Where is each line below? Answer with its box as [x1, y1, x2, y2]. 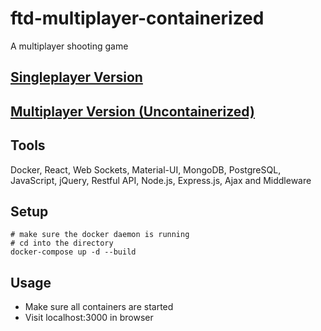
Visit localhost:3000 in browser [24, 312, 154, 324]
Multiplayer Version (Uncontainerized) [10, 103, 255, 120]
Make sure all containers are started [24, 301, 174, 313]
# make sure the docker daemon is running [10, 230, 190, 240]
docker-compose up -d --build [10, 247, 137, 257]
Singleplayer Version [10, 69, 143, 86]
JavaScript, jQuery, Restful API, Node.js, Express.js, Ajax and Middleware [10, 174, 312, 186]
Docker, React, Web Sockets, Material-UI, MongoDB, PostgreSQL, [10, 163, 282, 176]
